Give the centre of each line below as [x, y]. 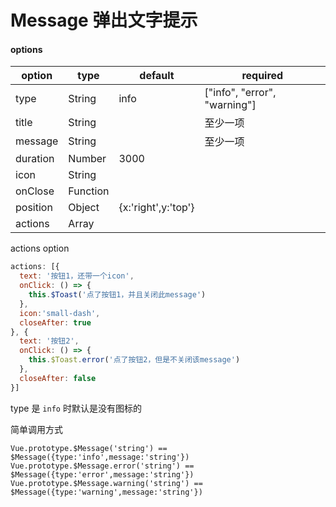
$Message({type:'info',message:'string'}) [100, 457]
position [34, 208]
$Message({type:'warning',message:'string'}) [106, 492]
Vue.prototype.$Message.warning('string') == [106, 483]
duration [35, 159]
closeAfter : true [55, 322]
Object [84, 208]
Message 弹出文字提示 [104, 20]
